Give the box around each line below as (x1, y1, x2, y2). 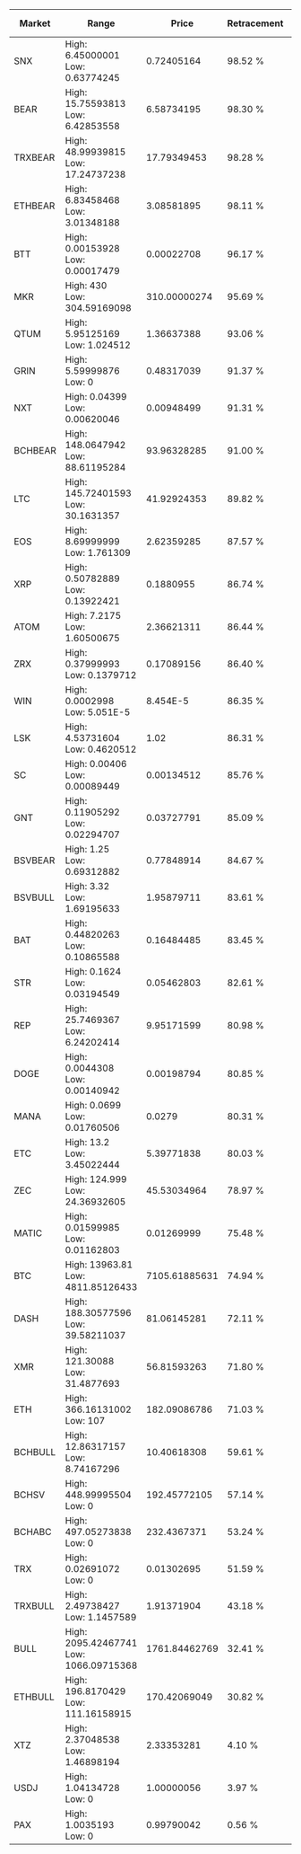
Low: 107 (64, 1415, 106, 1426)
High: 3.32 (64, 880, 110, 892)
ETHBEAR (13, 199, 56, 212)
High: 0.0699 (64, 1099, 122, 1111)
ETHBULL (13, 1691, 56, 1703)
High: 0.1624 (64, 966, 122, 977)
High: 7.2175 (64, 610, 122, 622)
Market (19, 17, 51, 30)
